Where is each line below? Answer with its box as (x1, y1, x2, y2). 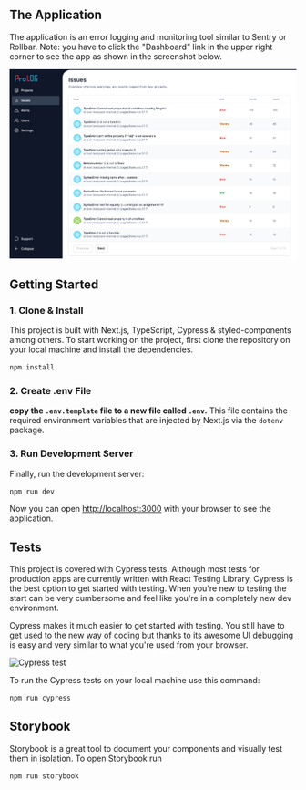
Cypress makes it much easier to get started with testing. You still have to (9, 620, 285, 631)
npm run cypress (9, 693, 71, 703)
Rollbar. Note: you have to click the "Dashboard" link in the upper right (9, 41, 273, 52)
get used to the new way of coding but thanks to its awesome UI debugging (9, 629, 294, 641)
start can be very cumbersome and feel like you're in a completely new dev (9, 593, 292, 604)
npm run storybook (9, 771, 79, 781)
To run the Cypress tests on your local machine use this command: (9, 675, 260, 686)
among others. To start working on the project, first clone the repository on (9, 335, 291, 346)
